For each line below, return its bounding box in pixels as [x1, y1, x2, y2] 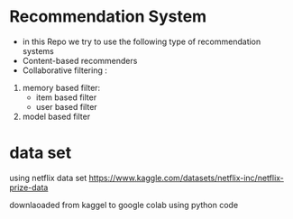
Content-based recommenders [22, 55, 138, 66]
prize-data [9, 182, 49, 193]
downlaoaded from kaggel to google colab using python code [9, 199, 239, 210]
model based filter [22, 111, 91, 122]
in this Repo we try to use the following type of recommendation [22, 36, 261, 47]
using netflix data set [9, 172, 87, 183]
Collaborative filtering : [22, 65, 108, 76]
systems [22, 45, 54, 56]
